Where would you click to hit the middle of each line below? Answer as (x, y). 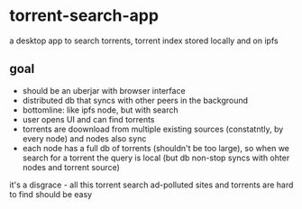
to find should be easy (51, 194)
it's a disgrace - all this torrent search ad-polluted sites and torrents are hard (151, 185)
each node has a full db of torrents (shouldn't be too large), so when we (156, 148)
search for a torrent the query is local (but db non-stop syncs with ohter (156, 158)
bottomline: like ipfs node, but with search (100, 110)
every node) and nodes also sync (84, 138)
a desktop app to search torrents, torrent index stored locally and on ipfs (144, 41)
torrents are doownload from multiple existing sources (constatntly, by (153, 129)
